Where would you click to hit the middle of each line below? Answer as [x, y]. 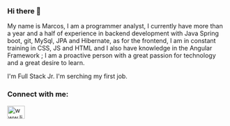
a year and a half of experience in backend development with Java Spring [113, 33]
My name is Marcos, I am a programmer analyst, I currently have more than [115, 26]
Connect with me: [38, 94]
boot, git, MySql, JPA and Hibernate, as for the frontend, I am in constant [112, 41]
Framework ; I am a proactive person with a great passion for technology [112, 55]
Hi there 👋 [24, 11]
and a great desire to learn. [46, 63]
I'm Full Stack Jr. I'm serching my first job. [67, 76]
